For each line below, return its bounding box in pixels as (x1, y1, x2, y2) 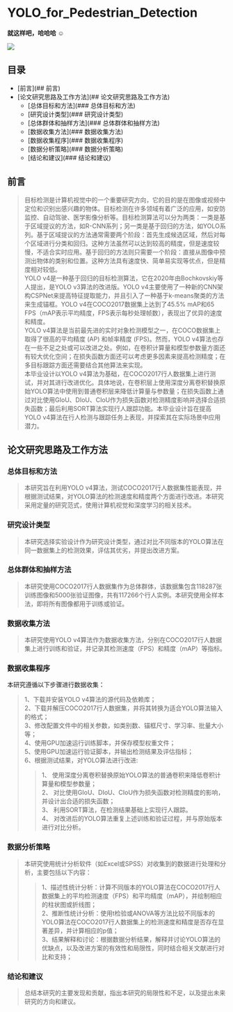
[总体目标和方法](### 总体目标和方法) (27, 101, 136, 109)
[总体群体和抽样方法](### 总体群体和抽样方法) (27, 118, 160, 127)
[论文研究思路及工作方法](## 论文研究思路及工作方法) (17, 93, 170, 101)
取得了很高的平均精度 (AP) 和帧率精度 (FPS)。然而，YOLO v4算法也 (24, 335, 218, 343)
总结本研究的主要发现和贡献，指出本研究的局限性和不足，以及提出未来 (24, 989, 226, 997)
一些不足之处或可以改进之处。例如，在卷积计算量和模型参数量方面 (30, 343, 220, 352)
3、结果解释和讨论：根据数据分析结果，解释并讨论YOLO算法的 (41, 935, 221, 943)
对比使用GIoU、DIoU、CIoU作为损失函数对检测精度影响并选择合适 (30, 395, 220, 404)
